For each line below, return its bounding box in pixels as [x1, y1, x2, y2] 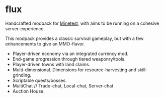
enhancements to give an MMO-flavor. [5, 40, 86, 46]
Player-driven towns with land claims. [12, 61, 91, 67]
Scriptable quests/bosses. [12, 77, 67, 83]
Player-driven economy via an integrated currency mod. [12, 51, 129, 57]
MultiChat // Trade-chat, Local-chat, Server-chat [12, 82, 114, 89]
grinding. [12, 72, 32, 78]
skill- [137, 67, 148, 73]
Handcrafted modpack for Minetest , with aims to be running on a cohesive [5, 20, 159, 26]
